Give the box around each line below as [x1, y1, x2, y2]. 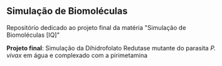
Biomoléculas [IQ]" [6, 31, 60, 39]
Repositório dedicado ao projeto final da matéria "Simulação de [6, 23, 187, 31]
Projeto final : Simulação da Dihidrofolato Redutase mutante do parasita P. [6, 44, 216, 52]
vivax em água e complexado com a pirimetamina [6, 51, 148, 59]
